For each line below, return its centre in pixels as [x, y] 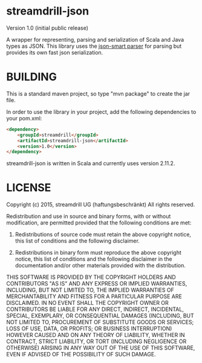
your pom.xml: [24, 118]
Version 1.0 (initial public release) [47, 28]
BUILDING [32, 77]
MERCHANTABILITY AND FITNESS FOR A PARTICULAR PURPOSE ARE [94, 296]
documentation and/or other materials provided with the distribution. [100, 266]
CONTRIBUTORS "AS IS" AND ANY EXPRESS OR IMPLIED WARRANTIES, [97, 284]
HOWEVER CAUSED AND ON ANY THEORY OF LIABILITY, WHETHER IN [96, 335]
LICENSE [29, 188]
